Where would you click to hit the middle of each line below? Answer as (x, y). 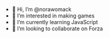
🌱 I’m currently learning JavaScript (55, 22)
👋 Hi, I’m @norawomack (42, 9)
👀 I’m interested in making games (53, 16)
